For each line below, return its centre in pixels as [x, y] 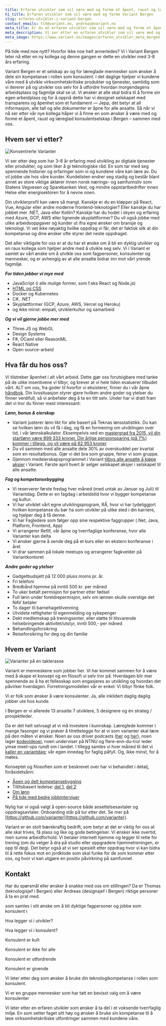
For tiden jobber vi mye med [34, 273]
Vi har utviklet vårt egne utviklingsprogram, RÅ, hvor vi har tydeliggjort [84, 504]
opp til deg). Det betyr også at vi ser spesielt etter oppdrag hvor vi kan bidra [83, 848]
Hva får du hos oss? [36, 365]
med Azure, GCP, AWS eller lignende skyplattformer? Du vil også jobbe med [82, 217]
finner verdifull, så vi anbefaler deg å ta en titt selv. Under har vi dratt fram [81, 398]
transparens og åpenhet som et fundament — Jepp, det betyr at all [73, 103]
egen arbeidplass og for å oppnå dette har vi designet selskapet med [75, 97]
